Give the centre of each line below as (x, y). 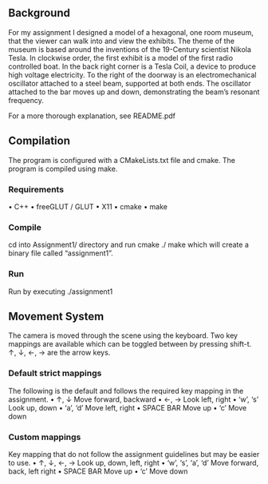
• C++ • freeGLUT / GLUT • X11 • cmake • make (88, 206)
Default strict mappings (55, 373)
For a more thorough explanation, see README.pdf (92, 116)
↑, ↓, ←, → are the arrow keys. (59, 353)
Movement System (56, 316)
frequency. (26, 100)
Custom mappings (45, 437)
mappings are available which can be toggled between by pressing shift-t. (130, 344)
